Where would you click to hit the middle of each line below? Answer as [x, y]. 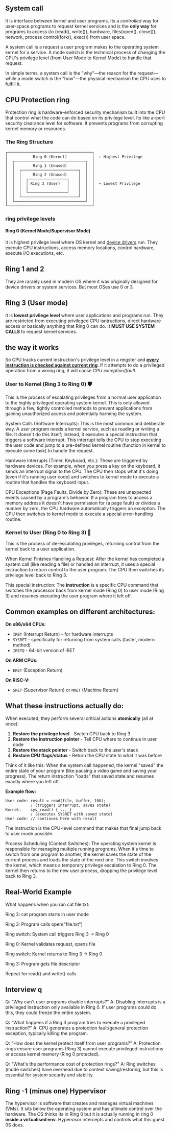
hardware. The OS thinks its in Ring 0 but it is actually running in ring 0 [79, 1114]
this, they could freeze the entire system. [48, 1013]
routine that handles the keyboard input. [47, 482]
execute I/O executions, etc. [35, 253]
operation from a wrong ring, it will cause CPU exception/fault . [71, 371]
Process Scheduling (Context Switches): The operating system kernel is [81, 843]
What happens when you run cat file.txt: [47, 904]
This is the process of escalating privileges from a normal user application [83, 397]
